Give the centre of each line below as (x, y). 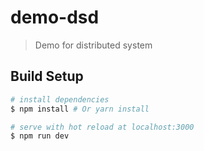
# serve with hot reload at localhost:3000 (102, 127)
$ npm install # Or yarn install (80, 109)
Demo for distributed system (93, 45)
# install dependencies (60, 99)
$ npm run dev (40, 136)
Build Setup (47, 76)
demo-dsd (55, 17)
